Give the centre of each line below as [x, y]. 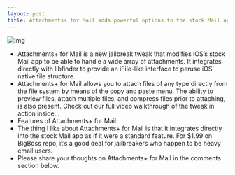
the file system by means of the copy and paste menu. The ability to [115, 91]
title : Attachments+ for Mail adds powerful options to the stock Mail [114, 20]
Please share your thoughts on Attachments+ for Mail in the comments [119, 157]
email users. [35, 150]
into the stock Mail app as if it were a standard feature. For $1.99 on [115, 135]
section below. [38, 165]
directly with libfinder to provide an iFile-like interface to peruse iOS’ [116, 69]
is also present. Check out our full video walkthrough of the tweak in [116, 106]
